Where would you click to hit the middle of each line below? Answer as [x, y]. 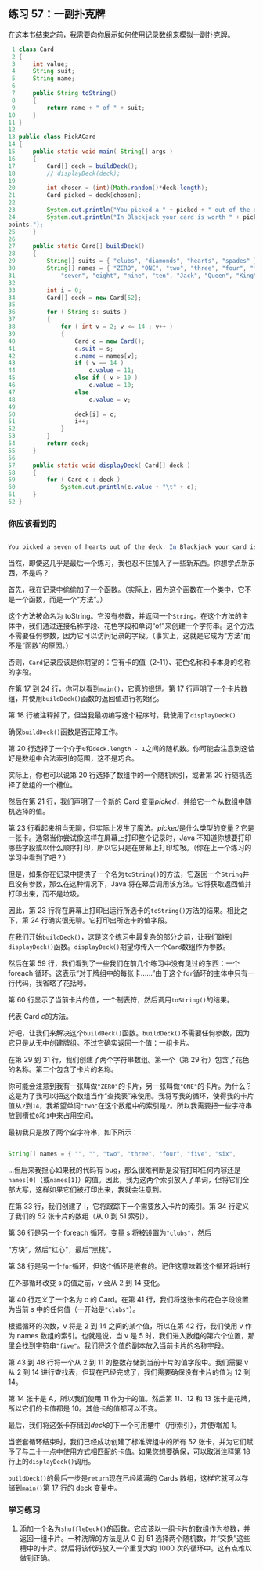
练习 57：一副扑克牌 [57, 14]
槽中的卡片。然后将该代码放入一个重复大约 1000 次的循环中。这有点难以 [135, 1548]
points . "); [26, 225]
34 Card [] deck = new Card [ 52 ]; [75, 298]
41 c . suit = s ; [61, 349]
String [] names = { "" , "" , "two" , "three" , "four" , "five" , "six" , [122, 1154]
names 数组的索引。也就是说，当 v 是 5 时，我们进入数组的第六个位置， [132, 1335]
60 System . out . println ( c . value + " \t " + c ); [103, 487]
